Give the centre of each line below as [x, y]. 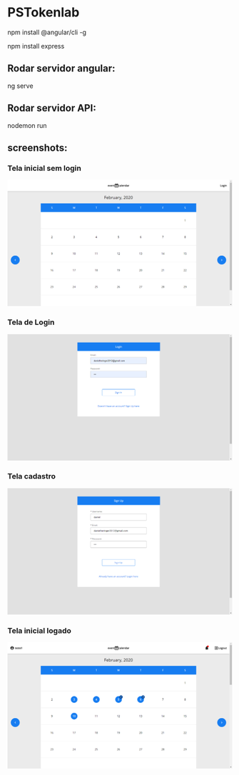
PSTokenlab [44, 12]
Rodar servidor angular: [61, 69]
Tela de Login [31, 322]
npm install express [36, 46]
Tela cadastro [31, 476]
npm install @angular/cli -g [47, 32]
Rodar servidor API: [52, 108]
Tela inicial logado [39, 631]
